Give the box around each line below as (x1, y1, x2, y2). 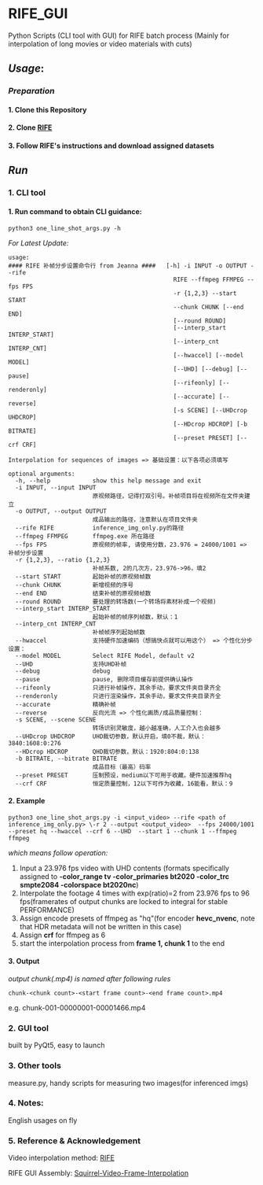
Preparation (8, 86, 55, 97)
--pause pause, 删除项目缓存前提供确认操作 (15, 675, 194, 683)
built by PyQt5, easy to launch (8, 1040, 105, 1050)
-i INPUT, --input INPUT (15, 483, 97, 492)
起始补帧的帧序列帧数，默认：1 (92, 613, 178, 621)
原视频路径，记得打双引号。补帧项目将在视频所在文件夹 (92, 492, 245, 500)
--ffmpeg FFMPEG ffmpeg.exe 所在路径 (15, 532, 155, 540)
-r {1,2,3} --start (173, 289, 237, 297)
